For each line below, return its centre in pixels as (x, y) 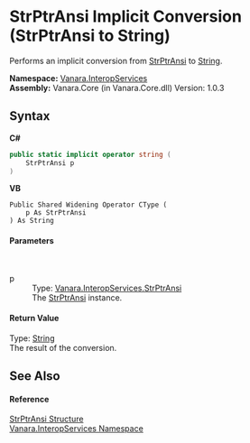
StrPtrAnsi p (50, 163)
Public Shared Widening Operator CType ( (88, 205)
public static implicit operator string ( (90, 154)
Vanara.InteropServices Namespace (77, 429)
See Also (35, 376)
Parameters (32, 240)
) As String (32, 221)
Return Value (34, 318)
